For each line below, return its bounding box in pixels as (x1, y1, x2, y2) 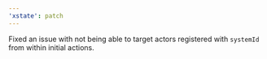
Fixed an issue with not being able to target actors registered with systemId (8, 34, 260, 44)
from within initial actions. (8, 42, 95, 53)
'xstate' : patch (8, 11, 63, 20)
